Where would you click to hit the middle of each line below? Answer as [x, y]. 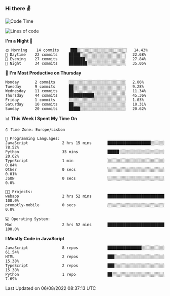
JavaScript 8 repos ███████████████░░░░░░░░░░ [85, 248]
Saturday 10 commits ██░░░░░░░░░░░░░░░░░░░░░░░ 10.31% [76, 104]
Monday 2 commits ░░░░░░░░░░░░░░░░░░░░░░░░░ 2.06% [75, 82]
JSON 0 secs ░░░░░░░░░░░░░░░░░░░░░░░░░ [85, 179]
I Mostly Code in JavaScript [35, 239]
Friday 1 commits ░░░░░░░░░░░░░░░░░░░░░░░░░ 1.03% [75, 100]
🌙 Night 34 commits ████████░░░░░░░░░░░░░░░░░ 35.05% [76, 64]
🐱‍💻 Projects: [19, 192]
